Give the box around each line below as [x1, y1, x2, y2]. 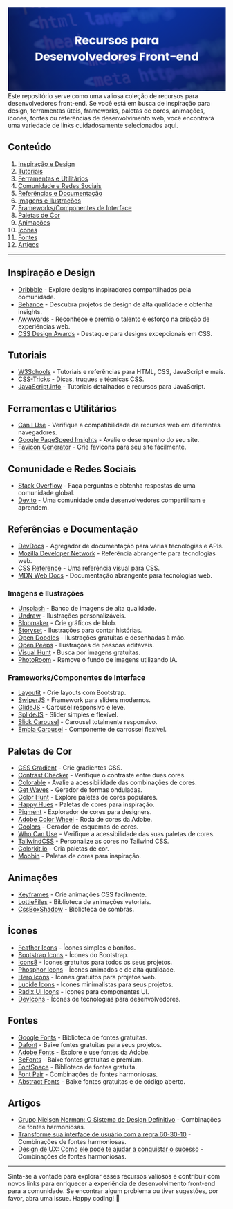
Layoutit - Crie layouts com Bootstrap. [17, 688, 127, 697]
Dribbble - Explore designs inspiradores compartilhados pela [17, 285, 192, 293]
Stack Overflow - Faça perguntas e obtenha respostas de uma [17, 481, 196, 490]
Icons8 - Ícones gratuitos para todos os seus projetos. [17, 958, 173, 966]
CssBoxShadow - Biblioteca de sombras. [17, 905, 134, 914]
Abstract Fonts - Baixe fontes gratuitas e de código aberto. [17, 1077, 186, 1085]
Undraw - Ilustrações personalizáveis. [17, 611, 127, 620]
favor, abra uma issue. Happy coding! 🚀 [8, 1194, 120, 1203]
